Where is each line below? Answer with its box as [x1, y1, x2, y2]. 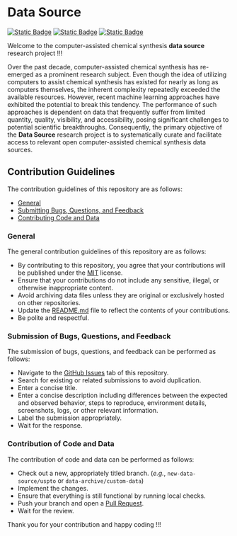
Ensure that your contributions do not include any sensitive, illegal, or [17, 276, 219, 285]
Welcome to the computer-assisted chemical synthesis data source [7, 41, 205, 50]
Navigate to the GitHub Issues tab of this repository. [17, 369, 169, 377]
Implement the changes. [17, 484, 88, 492]
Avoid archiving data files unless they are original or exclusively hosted [17, 291, 224, 300]
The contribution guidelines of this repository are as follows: [7, 185, 183, 193]
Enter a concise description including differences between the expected [17, 391, 228, 400]
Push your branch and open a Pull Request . [17, 498, 144, 507]
